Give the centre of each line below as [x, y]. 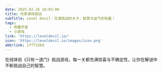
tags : [10, 23]
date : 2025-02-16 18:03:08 [32, 9]
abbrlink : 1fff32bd [25, 45]
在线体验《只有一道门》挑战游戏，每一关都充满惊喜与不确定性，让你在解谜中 [81, 59]
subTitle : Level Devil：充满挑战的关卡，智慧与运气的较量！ [60, 18]
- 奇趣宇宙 [19, 27]
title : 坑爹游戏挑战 [23, 14]
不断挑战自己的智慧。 [26, 65]
